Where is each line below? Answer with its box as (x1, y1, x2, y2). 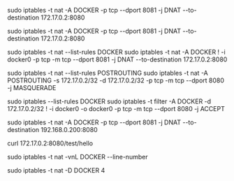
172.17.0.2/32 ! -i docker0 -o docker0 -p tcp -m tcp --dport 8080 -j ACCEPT (7, 105, 225, 113)
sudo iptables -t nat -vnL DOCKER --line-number (7, 153, 148, 161)
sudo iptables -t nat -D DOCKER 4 (7, 166, 105, 174)
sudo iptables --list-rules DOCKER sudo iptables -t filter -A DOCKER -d (7, 97, 212, 106)
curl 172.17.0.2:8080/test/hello (7, 139, 93, 147)
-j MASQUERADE (7, 84, 57, 92)
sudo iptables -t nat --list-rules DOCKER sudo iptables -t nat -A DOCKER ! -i (7, 48, 226, 56)
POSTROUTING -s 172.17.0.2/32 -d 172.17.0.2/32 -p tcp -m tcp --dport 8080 (7, 76, 225, 85)
